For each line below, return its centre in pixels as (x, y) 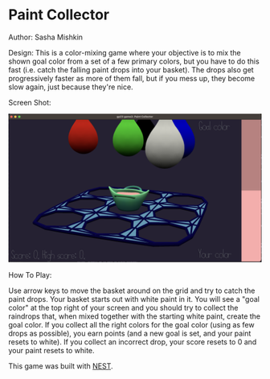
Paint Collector (59, 15)
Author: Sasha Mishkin (45, 37)
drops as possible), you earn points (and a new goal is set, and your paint (130, 334)
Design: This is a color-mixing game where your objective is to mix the (125, 52)
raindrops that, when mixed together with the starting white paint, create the (135, 316)
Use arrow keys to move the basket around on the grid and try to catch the (132, 290)
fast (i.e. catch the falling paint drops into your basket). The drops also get (131, 69)
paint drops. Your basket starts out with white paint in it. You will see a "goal (134, 299)
